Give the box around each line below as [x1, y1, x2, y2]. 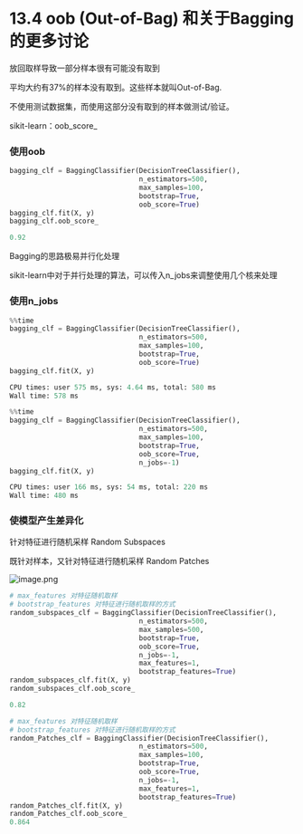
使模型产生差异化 [9, 514, 84, 527]
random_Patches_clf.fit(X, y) [9, 800, 124, 810]
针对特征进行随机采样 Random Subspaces [9, 536, 166, 548]
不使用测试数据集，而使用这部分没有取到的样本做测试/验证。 [9, 101, 235, 111]
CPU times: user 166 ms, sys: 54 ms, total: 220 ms [9, 483, 208, 492]
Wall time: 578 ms [9, 391, 79, 400]
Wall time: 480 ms [9, 491, 79, 501]
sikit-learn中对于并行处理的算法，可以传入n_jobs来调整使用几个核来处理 [9, 270, 278, 281]
